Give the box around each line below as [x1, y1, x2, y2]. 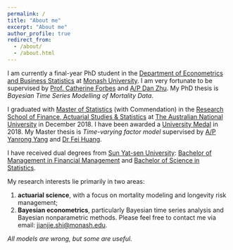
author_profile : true [7, 30, 71, 37]
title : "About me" [7, 17, 61, 24]
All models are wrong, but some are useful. [7, 234, 132, 243]
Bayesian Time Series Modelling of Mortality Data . [7, 91, 153, 99]
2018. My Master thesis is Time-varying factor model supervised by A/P [7, 127, 216, 136]
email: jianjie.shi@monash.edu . [17, 220, 108, 229]
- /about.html [13, 50, 55, 57]
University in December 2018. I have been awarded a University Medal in [7, 120, 218, 128]
